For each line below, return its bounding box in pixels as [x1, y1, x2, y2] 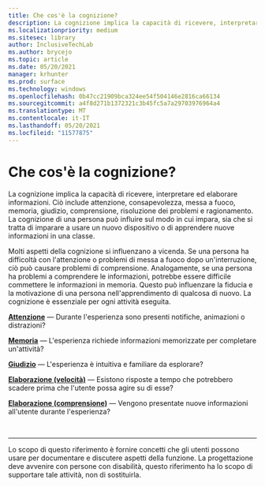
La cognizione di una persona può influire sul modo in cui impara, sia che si [8, 214, 253, 223]
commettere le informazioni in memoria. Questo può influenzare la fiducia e [8, 279, 253, 289]
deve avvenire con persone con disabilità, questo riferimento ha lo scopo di [8, 461, 253, 470]
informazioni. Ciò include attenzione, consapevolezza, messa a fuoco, [8, 197, 236, 207]
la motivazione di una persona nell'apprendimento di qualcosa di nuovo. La [8, 288, 252, 298]
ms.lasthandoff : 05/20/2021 [8, 122, 101, 129]
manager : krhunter [8, 70, 69, 78]
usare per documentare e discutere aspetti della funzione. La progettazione [8, 453, 254, 463]
